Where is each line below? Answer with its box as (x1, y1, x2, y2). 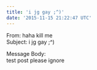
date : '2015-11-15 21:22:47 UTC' (6, 15, 92, 21)
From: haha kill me (6, 31, 53, 39)
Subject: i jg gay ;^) (6, 38, 55, 45)
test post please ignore (6, 56, 64, 64)
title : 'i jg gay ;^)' (6, 9, 64, 15)
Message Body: (6, 50, 46, 57)
